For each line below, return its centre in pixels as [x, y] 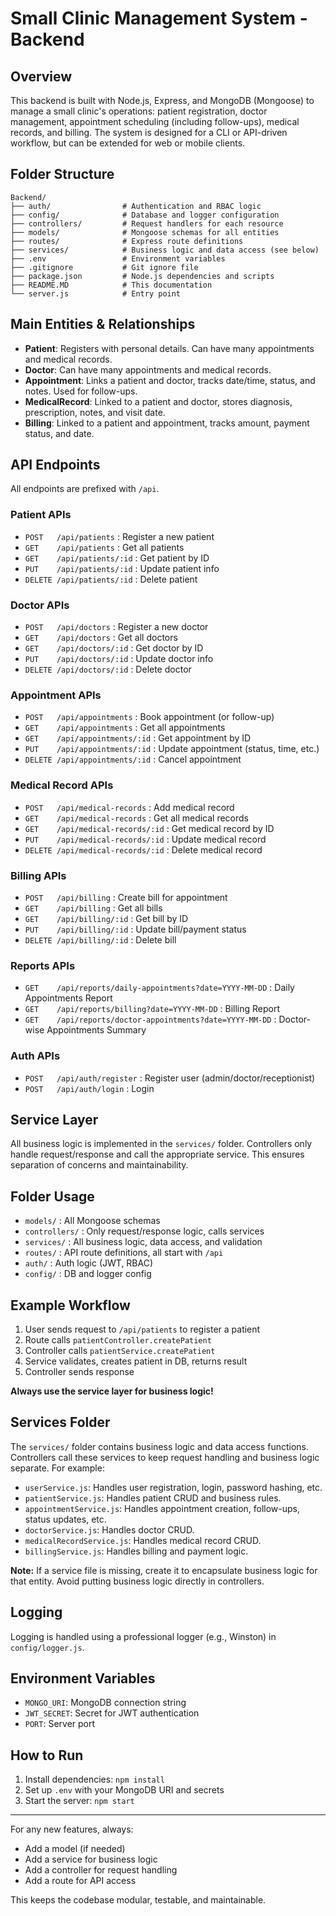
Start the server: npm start [79, 1801]
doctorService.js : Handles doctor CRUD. [109, 1529]
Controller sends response [79, 1371]
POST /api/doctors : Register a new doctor [116, 627]
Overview [41, 76]
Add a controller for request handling [101, 1870]
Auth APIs [35, 1056]
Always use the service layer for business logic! [112, 1391]
